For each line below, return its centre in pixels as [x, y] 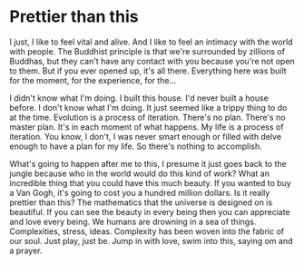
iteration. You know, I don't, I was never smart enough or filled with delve [146, 136]
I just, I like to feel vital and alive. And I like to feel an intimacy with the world [151, 42]
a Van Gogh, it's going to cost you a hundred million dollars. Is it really [140, 192]
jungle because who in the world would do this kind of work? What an [140, 173]
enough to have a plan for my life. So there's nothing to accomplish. [136, 146]
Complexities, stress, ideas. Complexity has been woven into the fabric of [147, 231]
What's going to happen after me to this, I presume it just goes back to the [148, 163]
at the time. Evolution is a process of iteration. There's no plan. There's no [147, 117]
